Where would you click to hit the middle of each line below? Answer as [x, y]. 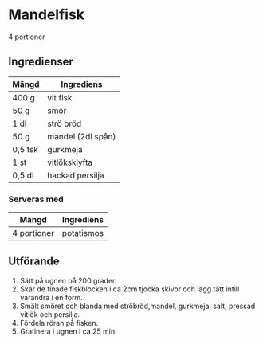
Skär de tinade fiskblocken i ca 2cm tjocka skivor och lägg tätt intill [130, 289]
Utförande [34, 262]
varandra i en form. [51, 297]
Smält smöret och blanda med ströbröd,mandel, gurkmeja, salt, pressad [137, 306]
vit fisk [60, 97]
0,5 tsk [25, 149]
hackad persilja [76, 175]
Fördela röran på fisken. [59, 322]
